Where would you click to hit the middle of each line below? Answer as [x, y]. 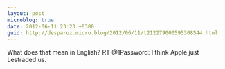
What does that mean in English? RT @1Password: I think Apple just [103, 52]
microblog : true [30, 20]
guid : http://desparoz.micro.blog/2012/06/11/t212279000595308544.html [112, 33]
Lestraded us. [27, 60]
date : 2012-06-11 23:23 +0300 [51, 26]
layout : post [26, 13]
